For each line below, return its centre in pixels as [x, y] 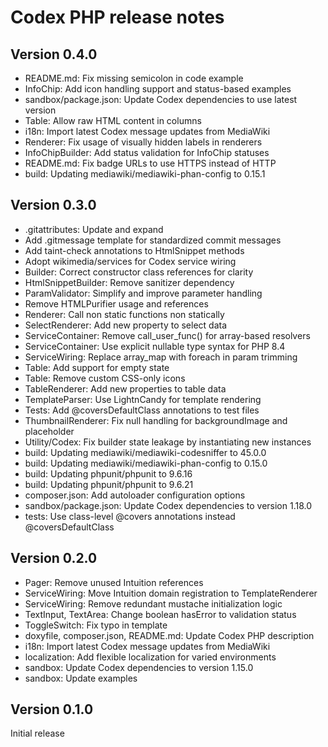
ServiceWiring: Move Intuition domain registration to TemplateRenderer [171, 593]
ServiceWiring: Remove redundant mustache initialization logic [153, 603]
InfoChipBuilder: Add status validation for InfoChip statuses [147, 152]
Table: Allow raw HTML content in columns [113, 120]
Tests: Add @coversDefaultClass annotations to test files [142, 410]
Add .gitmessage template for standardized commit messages [153, 240]
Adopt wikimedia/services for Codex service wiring [130, 261]
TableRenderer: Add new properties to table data [125, 388]
